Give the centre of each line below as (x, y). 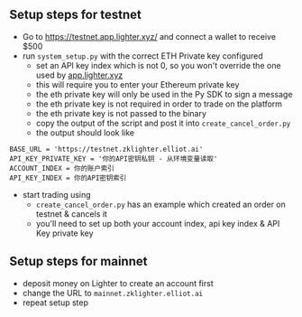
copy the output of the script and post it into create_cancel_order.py (163, 123)
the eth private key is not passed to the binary (121, 113)
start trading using (57, 194)
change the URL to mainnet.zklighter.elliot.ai (113, 293)
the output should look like (85, 132)
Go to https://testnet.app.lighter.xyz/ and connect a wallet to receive (149, 36)
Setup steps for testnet (75, 15)
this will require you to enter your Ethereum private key (137, 84)
